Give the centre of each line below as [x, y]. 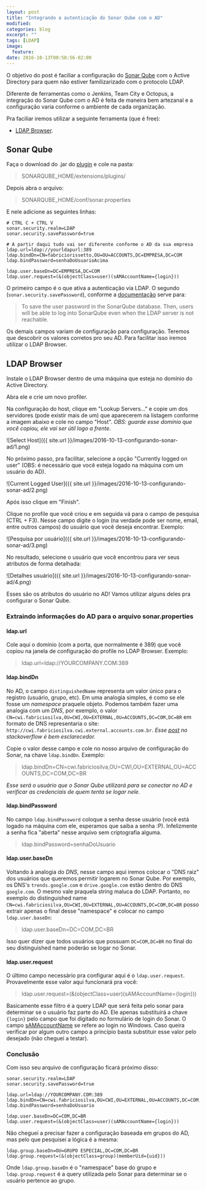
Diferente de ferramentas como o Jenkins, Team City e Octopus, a [90, 93]
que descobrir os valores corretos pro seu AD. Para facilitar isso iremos [97, 338]
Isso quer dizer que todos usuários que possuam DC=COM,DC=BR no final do [99, 941]
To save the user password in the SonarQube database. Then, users [107, 307]
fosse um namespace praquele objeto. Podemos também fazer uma [92, 704]
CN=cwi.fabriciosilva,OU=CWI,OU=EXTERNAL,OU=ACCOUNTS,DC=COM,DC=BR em [99, 717]
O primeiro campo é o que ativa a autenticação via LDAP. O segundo [93, 288]
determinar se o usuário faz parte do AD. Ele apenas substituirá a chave [97, 1012]
